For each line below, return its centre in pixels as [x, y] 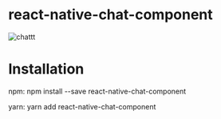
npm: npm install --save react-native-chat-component [97, 91]
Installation [46, 69]
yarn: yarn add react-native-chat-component [82, 106]
